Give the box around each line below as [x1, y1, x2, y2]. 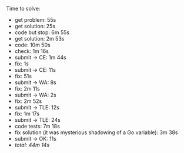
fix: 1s [14, 60, 29, 67]
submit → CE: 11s [14, 66, 56, 73]
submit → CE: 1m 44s [14, 54, 66, 61]
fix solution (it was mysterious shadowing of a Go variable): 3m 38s [14, 129, 178, 136]
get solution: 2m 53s [14, 35, 65, 42]
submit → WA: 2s [14, 91, 57, 98]
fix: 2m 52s [14, 98, 42, 105]
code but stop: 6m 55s [14, 29, 69, 36]
